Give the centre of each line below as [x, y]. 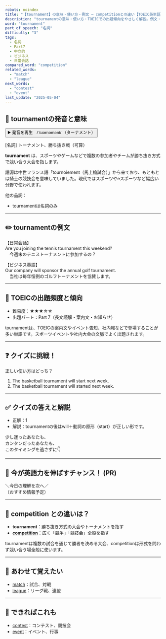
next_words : [17, 83]
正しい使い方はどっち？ [29, 371]
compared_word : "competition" [36, 65]
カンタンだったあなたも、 [31, 443]
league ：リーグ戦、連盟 [37, 590]
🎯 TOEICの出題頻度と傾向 [44, 298]
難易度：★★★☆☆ [32, 311]
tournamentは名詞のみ [35, 206]
